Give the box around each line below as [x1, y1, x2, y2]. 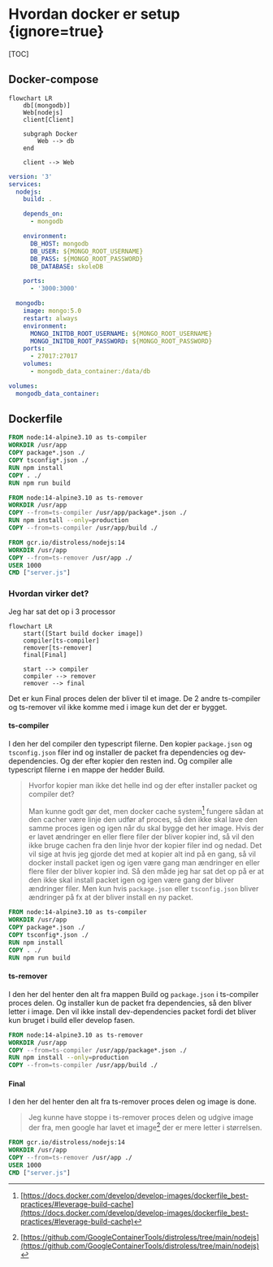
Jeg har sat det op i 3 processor [8, 607, 116, 616]
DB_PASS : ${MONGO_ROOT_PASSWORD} [29, 255, 144, 263]
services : [8, 180, 42, 188]
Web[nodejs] [23, 108, 63, 116]
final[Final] [23, 651, 67, 659]
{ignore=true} [8, 22, 104, 41]
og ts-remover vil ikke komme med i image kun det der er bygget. [8, 702, 227, 712]
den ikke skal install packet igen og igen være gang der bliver [28, 875, 234, 885]
